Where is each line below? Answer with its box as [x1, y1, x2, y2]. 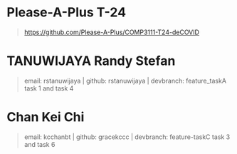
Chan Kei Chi [6, 109, 85, 125]
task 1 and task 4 [23, 83, 74, 93]
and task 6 [23, 140, 56, 148]
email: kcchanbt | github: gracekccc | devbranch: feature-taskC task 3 [23, 133, 231, 141]
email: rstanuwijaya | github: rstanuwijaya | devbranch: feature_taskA [23, 76, 227, 85]
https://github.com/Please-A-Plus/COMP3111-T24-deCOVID [23, 28, 200, 36]
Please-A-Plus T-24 [6, 4, 126, 21]
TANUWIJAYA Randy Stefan [6, 53, 176, 69]
